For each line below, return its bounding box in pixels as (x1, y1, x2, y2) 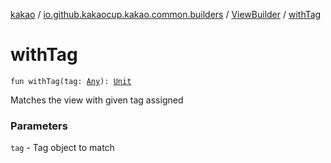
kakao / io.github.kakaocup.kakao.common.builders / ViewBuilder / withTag (10, 9, 322, 20)
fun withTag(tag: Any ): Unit (10, 76, 132, 86)
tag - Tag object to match (10, 142, 115, 154)
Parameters (10, 119, 68, 133)
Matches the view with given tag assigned (10, 94, 184, 106)
